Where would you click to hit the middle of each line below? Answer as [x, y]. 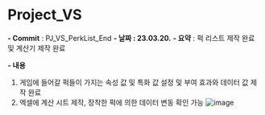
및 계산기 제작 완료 [37, 48]
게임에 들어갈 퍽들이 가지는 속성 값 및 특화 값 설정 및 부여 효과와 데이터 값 [134, 82]
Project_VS [45, 15]
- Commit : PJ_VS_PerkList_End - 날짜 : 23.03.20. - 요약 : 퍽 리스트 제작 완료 [131, 38]
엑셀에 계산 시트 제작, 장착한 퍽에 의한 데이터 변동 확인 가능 [112, 102]
